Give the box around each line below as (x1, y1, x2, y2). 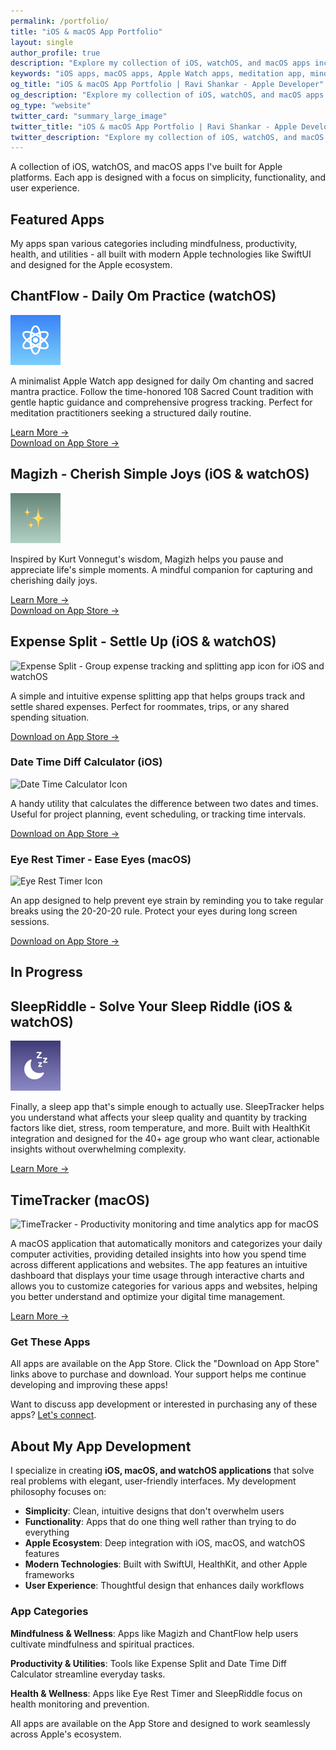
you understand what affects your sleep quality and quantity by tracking (10, 1111, 307, 1124)
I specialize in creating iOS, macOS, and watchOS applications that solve (10, 1465, 315, 1477)
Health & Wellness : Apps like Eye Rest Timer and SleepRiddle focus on (10, 1687, 303, 1699)
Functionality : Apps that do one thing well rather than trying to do (24, 1516, 297, 1528)
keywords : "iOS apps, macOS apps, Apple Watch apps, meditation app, (10, 69, 307, 79)
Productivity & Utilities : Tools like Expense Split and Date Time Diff (10, 1657, 288, 1669)
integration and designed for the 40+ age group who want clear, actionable (10, 1133, 320, 1145)
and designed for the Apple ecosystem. (10, 259, 173, 271)
